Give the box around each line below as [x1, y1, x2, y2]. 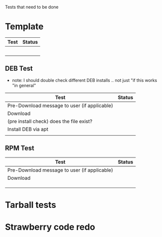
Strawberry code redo [5, 221, 95, 232]
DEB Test [5, 64, 33, 73]
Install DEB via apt [7, 126, 48, 132]
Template [5, 21, 44, 32]
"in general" [12, 82, 36, 88]
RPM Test [5, 144, 35, 152]
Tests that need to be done [5, 4, 59, 10]
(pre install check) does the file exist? [7, 118, 93, 125]
